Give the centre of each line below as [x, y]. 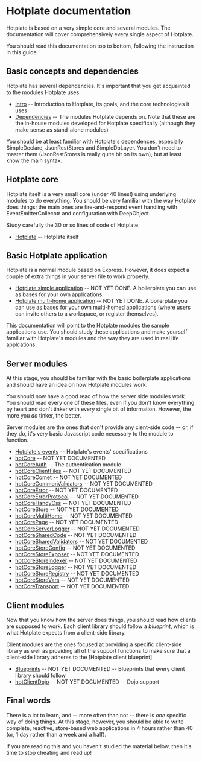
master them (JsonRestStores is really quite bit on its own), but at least [94, 154]
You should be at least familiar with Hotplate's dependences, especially [95, 141]
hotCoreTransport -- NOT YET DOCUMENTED [72, 586]
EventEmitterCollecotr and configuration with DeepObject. [78, 213]
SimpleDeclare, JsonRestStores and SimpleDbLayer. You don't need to [94, 148]
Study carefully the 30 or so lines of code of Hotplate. [73, 225]
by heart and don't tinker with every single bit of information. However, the [99, 409]
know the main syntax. [34, 160]
